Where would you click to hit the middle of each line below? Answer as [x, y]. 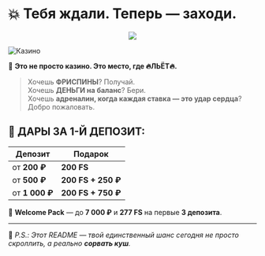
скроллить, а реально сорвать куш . [70, 243]
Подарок [91, 154]
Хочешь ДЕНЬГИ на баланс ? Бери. [86, 90]
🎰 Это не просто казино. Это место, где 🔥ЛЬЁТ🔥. [93, 66]
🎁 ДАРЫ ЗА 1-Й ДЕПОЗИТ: [77, 132]
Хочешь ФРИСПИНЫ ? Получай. [81, 82]
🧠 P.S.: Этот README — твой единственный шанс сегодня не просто [123, 235]
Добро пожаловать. [61, 106]
